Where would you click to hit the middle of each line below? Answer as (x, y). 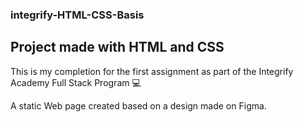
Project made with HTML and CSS (117, 47)
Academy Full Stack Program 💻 (76, 82)
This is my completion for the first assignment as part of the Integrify (152, 71)
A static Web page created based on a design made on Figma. (138, 105)
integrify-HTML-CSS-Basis (77, 15)
